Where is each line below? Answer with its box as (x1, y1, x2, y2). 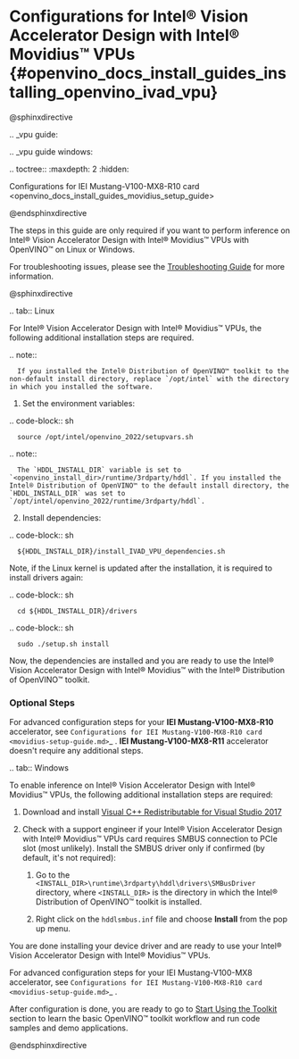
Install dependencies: (21, 512, 102, 523)
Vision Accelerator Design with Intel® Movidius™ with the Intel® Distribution (9, 664, 286, 675)
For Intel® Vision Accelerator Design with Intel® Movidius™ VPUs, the (9, 322, 262, 333)
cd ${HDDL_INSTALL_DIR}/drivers (17, 606, 138, 615)
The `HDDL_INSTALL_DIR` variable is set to (17, 465, 181, 474)
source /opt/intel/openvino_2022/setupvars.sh (17, 432, 194, 441)
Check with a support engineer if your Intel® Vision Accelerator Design (21, 824, 283, 835)
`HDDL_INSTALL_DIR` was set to (9, 488, 126, 497)
